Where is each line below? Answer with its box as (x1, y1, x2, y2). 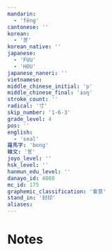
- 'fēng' (13, 17, 39, 24)
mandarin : (7, 10, 37, 18)
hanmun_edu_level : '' (7, 168, 71, 175)
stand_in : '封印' (7, 194, 56, 202)
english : (7, 129, 33, 136)
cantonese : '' (7, 23, 49, 30)
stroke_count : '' (7, 96, 58, 103)
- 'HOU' (13, 63, 37, 70)
